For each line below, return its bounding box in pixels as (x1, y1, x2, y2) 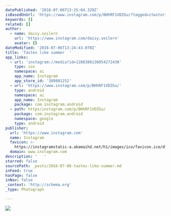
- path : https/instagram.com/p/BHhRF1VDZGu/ (10, 107, 106, 112)
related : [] (5, 21, 31, 27)
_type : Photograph (5, 187, 44, 192)
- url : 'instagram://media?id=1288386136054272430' (10, 59, 122, 65)
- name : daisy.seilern (10, 31, 58, 36)
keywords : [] (5, 17, 33, 22)
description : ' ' (5, 154, 47, 159)
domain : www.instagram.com (10, 149, 67, 155)
